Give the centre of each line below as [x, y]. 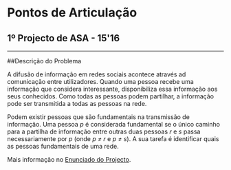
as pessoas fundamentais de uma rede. [63, 146]
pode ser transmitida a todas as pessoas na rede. [77, 104]
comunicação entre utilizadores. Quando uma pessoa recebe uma [100, 82]
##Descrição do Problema [44, 61]
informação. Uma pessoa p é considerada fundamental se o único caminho [113, 124]
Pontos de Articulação [72, 13]
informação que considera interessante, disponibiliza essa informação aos [112, 89]
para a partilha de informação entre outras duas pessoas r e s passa [104, 131]
